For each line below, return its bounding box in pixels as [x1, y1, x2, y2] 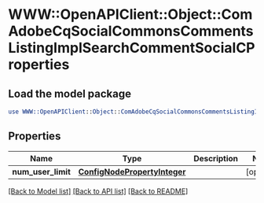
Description [193, 153, 238, 164]
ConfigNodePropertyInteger [78, 166, 186, 177]
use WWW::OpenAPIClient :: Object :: [8, 108, 122, 116]
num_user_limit [12, 166, 71, 177]
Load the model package [8, 87, 132, 100]
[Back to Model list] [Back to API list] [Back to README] [8, 186, 189, 196]
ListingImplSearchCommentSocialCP [8, 39, 255, 57]
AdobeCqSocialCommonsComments [8, 22, 254, 40]
